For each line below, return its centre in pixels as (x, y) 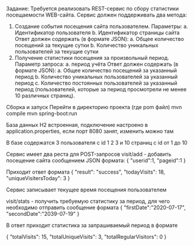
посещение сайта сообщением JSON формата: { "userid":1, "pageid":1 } (96, 160)
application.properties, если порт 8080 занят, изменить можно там (90, 131)
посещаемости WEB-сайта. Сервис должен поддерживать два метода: (97, 15)
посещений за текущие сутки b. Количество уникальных (86, 45)
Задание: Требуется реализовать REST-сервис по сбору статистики (93, 9)
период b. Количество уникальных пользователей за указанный (96, 77)
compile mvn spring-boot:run (42, 113)
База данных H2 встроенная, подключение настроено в (77, 125)
